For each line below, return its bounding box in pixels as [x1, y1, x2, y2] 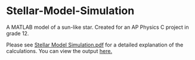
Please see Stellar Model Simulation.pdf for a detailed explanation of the [6, 41, 184, 48]
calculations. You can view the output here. [6, 47, 112, 54]
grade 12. [6, 29, 29, 36]
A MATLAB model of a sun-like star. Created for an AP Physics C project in [6, 24, 189, 31]
